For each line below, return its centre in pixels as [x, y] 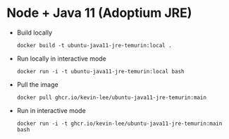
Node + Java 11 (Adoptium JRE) [99, 13]
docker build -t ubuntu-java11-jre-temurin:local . [94, 45]
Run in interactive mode [51, 110]
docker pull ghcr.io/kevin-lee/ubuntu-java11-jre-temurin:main [112, 97]
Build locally [35, 32]
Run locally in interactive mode [61, 59]
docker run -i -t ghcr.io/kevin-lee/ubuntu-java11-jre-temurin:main [119, 123]
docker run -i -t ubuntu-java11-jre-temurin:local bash [100, 71]
